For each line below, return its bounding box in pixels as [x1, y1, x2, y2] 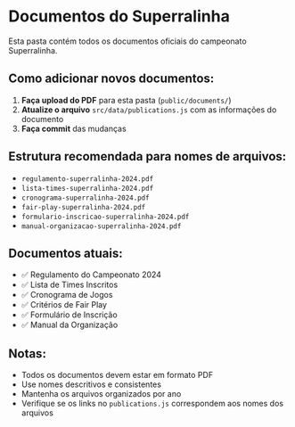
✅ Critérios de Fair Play [20, 300, 108, 310]
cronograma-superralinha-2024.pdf [20, 193, 150, 202]
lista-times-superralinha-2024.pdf [20, 184, 154, 193]
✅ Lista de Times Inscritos [20, 279, 119, 291]
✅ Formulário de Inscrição [20, 309, 118, 320]
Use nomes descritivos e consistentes [20, 379, 162, 390]
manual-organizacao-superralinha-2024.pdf [20, 221, 182, 231]
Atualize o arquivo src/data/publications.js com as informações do [20, 104, 277, 115]
